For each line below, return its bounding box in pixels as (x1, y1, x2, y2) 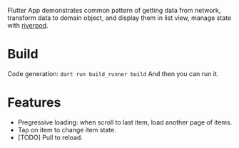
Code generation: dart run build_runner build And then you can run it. (7, 69, 219, 78)
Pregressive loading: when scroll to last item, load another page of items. (17, 117, 233, 127)
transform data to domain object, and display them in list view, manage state (7, 14, 232, 22)
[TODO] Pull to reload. (17, 133, 83, 142)
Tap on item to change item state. (17, 125, 116, 134)
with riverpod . (7, 21, 49, 29)
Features (7, 95, 61, 111)
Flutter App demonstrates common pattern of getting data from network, (7, 6, 221, 14)
